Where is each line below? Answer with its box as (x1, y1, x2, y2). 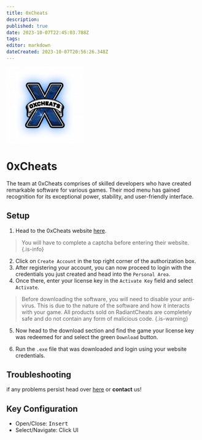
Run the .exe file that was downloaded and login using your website (15, 345, 187, 353)
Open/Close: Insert (15, 420, 69, 427)
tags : (6, 36, 20, 42)
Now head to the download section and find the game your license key (15, 326, 195, 334)
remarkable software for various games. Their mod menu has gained (6, 186, 180, 194)
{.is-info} (21, 245, 44, 253)
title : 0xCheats (6, 10, 48, 16)
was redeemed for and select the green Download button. (15, 333, 158, 340)
